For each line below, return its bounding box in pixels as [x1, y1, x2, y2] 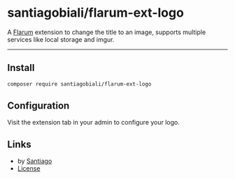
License [17, 164, 41, 173]
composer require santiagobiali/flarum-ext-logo [7, 80, 152, 88]
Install [7, 62, 35, 74]
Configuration [7, 100, 70, 112]
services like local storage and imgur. [7, 35, 115, 43]
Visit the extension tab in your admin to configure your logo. [7, 118, 180, 127]
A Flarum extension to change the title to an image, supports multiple [7, 28, 206, 36]
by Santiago [17, 157, 52, 165]
